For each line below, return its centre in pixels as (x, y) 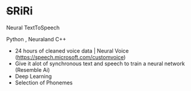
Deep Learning (33, 76)
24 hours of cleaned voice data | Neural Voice (72, 51)
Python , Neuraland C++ (36, 39)
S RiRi (20, 11)
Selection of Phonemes (44, 83)
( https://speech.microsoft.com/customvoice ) (70, 57)
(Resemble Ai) (32, 69)
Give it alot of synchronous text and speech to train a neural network (100, 63)
